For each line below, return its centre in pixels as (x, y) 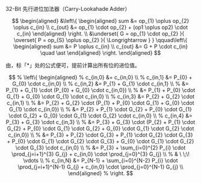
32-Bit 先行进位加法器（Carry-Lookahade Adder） (68, 9)
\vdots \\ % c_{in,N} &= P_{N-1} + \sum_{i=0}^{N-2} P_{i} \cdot (100, 160)
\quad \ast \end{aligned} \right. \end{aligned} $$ (100, 53)
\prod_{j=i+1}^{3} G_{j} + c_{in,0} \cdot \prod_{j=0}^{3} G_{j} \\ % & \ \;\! (100, 154)
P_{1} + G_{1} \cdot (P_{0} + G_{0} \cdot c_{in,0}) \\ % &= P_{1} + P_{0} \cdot (100, 90)
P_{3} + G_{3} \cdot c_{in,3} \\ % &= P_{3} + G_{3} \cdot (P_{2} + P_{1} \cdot (100, 122)
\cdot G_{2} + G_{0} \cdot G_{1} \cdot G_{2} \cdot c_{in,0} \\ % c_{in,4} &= (100, 116)
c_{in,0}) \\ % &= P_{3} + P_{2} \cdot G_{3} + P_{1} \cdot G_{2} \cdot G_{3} (100, 135)
